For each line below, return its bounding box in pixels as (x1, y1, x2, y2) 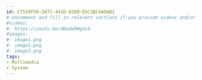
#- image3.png (6, 48, 42, 54)
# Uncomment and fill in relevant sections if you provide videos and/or (6, 14, 197, 20)
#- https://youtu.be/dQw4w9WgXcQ (6, 25, 91, 32)
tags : (6, 54, 20, 60)
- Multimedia (6, 59, 39, 65)
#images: (6, 31, 28, 37)
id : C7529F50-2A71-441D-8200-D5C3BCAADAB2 (6, 8, 115, 15)
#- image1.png (6, 37, 42, 43)
